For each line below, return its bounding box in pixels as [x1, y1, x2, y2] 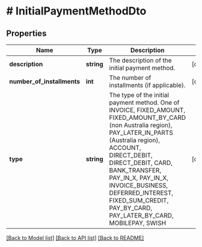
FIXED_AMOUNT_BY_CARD [109, 113, 186, 122]
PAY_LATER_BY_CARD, [109, 211, 174, 219]
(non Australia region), [109, 121, 173, 129]
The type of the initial [109, 91, 170, 99]
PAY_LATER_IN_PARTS [109, 128, 173, 137]
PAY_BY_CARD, [109, 204, 152, 212]
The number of [109, 73, 151, 82]
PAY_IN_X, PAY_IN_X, [109, 174, 169, 182]
